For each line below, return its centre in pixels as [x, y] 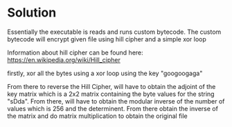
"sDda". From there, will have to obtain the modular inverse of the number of [116, 101]
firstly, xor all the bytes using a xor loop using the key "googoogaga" [105, 73]
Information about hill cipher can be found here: [75, 52]
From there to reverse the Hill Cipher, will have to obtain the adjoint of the [111, 86]
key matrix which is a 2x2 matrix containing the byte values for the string [111, 94]
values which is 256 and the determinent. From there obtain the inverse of [113, 108]
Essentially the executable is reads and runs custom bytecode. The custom [114, 32]
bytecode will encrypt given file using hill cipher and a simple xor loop [107, 39]
